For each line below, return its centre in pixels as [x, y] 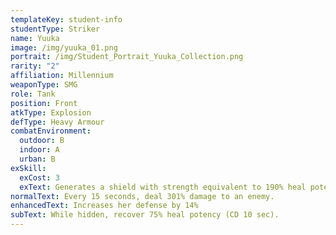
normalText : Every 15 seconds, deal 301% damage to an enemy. [142, 196]
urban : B [37, 159]
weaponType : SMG [44, 85]
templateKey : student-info [66, 19]
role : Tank [33, 94]
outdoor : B [42, 141]
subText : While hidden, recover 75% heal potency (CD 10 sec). [145, 215]
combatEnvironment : [51, 131]
